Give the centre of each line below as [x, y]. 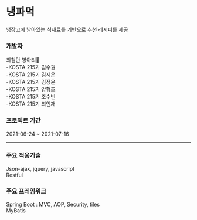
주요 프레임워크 [26, 191]
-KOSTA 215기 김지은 [31, 75]
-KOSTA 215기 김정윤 [31, 82]
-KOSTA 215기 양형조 [31, 89]
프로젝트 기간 [23, 121]
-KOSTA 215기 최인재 [31, 104]
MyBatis [16, 211]
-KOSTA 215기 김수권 [31, 67]
